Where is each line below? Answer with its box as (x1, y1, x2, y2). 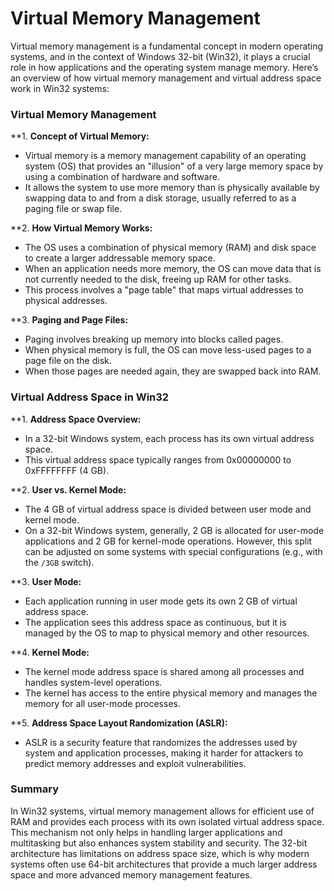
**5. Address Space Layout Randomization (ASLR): (10, 717, 228, 729)
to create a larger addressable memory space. (24, 252, 216, 264)
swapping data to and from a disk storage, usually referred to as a (24, 192, 297, 204)
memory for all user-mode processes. (24, 697, 181, 709)
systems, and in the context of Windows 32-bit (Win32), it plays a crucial (10, 50, 311, 62)
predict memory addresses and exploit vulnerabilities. (24, 757, 247, 769)
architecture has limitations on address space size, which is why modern (10, 847, 310, 859)
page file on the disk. (24, 355, 112, 367)
